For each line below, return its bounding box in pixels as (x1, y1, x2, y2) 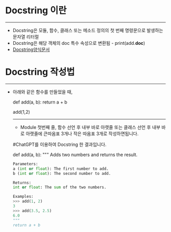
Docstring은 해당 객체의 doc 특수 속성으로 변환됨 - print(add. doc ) (12, 40, 146, 46)
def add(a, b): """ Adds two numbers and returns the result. (12, 151, 138, 158)
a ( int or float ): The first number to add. (12, 166, 109, 171)
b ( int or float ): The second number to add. (12, 171, 111, 176)
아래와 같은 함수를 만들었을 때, (12, 89, 73, 95)
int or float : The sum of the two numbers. (12, 185, 107, 190)
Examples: (12, 194, 34, 199)
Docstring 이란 (5, 5, 67, 16)
